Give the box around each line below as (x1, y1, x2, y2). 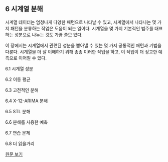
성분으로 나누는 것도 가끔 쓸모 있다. (14, 32, 83, 38)
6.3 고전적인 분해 (5, 87, 39, 93)
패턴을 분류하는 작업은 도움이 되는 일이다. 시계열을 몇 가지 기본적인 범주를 (10, 25, 154, 31)
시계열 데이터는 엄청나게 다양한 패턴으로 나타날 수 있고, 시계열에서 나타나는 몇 (5, 19, 156, 25)
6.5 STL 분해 (5, 108, 31, 114)
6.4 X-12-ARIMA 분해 (5, 98, 48, 104)
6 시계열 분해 (5, 5, 44, 14)
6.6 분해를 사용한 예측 (5, 119, 48, 125)
